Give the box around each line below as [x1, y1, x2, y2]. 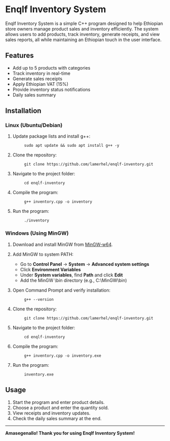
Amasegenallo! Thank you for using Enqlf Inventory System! [5, 430, 135, 436]
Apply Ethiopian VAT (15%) [12, 81, 69, 87]
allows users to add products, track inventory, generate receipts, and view [5, 31, 160, 37]
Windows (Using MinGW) [5, 230, 69, 237]
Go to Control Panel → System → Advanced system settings [20, 261, 149, 267]
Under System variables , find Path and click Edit [20, 272, 123, 278]
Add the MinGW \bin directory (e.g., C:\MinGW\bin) [20, 277, 127, 283]
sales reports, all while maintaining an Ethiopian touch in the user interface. [5, 37, 162, 43]
